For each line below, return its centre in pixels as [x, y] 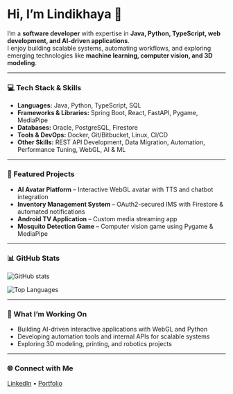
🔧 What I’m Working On [47, 314]
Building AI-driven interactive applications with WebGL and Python [112, 329]
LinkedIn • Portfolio [35, 384]
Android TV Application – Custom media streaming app [97, 219]
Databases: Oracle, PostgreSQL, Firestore [78, 128]
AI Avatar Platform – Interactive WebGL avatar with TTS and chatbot [115, 189]
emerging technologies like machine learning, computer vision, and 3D [110, 55]
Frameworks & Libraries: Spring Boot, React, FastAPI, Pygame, [107, 113]
